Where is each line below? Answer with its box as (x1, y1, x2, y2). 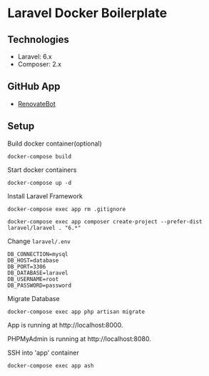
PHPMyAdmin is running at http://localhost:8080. (7, 334, 152, 343)
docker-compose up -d (7, 179, 72, 186)
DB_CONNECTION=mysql (7, 250, 69, 258)
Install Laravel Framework (7, 191, 83, 200)
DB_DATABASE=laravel (7, 269, 69, 276)
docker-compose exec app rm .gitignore (7, 205, 126, 213)
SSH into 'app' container (7, 348, 80, 357)
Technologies (7, 34, 70, 46)
